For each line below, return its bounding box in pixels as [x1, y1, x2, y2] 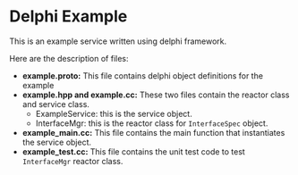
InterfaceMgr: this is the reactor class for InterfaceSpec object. [35, 118, 268, 129]
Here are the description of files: [9, 53, 129, 63]
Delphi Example [9, 6, 128, 27]
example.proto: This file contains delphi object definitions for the [21, 70, 264, 81]
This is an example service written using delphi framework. [9, 36, 226, 46]
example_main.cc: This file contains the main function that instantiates [21, 127, 285, 137]
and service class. [21, 98, 89, 109]
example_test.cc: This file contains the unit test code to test [21, 146, 246, 157]
